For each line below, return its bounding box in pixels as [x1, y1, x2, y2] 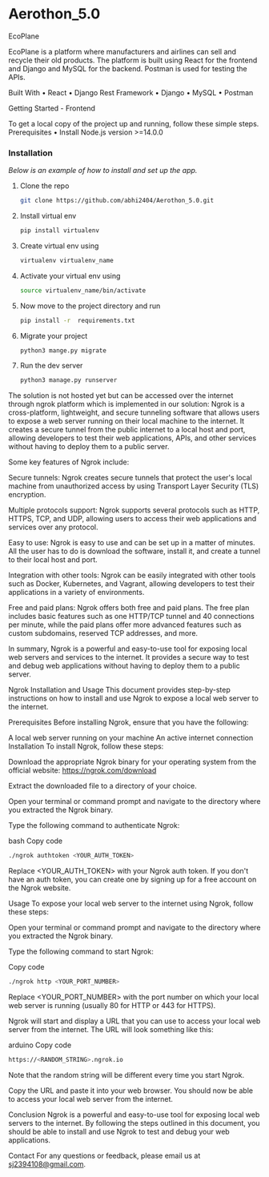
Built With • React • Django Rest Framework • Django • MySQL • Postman [8, 87, 254, 97]
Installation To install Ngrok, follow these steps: [8, 741, 164, 751]
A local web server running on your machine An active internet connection [8, 733, 254, 743]
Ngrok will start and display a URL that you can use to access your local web [8, 1016, 261, 1026]
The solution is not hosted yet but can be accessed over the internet [8, 391, 234, 400]
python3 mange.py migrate [19, 346, 106, 355]
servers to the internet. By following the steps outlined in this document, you [8, 1118, 260, 1127]
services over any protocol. [8, 522, 98, 532]
